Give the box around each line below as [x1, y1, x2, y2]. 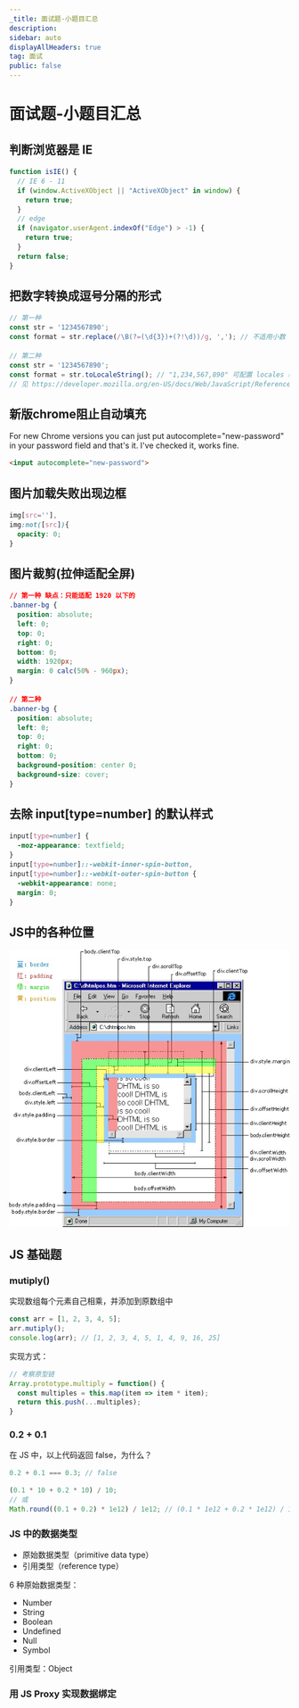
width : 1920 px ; [17, 657, 74, 667]
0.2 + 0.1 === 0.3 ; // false [9, 1469, 117, 1478]
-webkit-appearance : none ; [17, 879, 117, 888]
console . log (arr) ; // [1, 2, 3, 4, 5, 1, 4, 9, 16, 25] [9, 1333, 221, 1342]
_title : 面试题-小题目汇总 [9, 14, 99, 23]
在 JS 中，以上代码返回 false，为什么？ [9, 1450, 153, 1461]
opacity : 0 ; [17, 529, 62, 539]
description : [9, 23, 58, 33]
